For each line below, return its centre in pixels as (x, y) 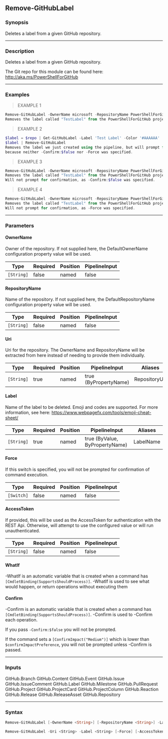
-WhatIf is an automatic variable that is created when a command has (77, 576)
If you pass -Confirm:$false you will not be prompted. (61, 629)
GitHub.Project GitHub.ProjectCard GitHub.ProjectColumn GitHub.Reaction (82, 689)
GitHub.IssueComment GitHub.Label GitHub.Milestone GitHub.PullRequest (81, 684)
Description (20, 51)
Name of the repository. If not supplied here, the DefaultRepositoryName (80, 299)
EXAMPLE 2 (30, 129)
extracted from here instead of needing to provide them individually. (75, 355)
